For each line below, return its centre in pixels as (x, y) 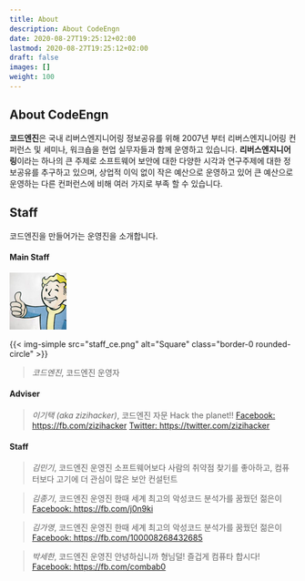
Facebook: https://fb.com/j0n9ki (92, 509)
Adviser (25, 394)
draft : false (34, 58)
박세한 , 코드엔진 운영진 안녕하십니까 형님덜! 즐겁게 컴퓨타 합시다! (146, 556)
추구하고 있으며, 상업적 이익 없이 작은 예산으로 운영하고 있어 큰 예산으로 (167, 172)
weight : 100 (32, 77)
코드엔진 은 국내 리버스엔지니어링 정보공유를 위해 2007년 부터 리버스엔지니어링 (148, 138)
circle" (22, 353)
